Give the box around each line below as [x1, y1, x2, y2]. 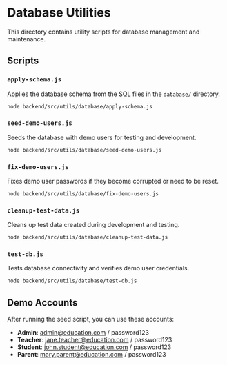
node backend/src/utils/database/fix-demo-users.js [7, 190, 159, 197]
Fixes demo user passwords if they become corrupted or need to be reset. [7, 177, 219, 185]
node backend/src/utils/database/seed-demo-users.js [7, 146, 162, 153]
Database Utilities [7, 5, 112, 21]
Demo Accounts [7, 297, 78, 308]
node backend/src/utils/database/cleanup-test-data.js [7, 234, 168, 241]
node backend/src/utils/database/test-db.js [7, 277, 137, 284]
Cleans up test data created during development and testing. [7, 221, 180, 229]
